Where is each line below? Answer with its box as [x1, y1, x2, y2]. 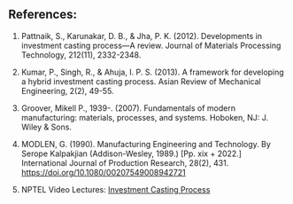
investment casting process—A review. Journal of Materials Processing [20, 40, 281, 51]
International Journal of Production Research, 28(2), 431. [20, 157, 229, 168]
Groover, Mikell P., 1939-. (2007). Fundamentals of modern [20, 102, 236, 114]
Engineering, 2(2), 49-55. [20, 85, 114, 96]
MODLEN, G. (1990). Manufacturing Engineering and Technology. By [20, 138, 272, 149]
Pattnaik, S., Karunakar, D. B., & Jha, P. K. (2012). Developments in [20, 30, 263, 41]
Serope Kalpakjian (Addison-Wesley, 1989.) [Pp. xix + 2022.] [20, 148, 243, 159]
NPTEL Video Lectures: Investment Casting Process [20, 184, 211, 194]
